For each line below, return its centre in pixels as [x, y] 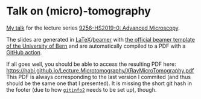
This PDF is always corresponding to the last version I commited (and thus [99, 77]
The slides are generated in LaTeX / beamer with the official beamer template [101, 39]
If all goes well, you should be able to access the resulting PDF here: [91, 64]
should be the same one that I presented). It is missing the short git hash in [99, 83]
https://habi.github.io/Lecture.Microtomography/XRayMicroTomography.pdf [100, 70]
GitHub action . [24, 52]
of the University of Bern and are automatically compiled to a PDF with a [96, 46]
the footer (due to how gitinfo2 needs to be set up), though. [81, 89]
